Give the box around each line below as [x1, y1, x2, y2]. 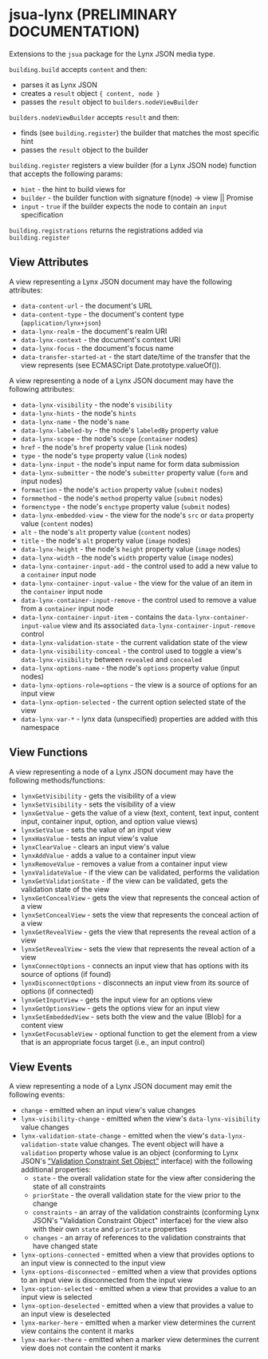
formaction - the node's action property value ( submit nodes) [20, 484, 223, 494]
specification [20, 209, 64, 219]
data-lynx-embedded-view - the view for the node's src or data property [20, 510, 254, 520]
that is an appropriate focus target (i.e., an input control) [20, 1037, 206, 1046]
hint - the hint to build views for [20, 184, 126, 193]
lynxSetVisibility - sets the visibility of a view [20, 799, 176, 809]
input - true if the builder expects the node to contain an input [20, 201, 228, 211]
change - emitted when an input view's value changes [20, 1106, 196, 1115]
